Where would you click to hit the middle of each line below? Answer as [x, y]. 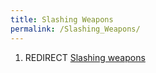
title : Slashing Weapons [62, 19]
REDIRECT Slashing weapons [85, 57]
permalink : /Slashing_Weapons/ [75, 29]
